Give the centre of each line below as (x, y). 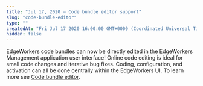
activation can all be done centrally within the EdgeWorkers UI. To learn (95, 70)
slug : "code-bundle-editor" (42, 17)
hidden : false (24, 34)
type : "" (17, 23)
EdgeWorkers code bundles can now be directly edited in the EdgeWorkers (100, 51)
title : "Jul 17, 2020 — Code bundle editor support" (74, 12)
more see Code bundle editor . (43, 77)
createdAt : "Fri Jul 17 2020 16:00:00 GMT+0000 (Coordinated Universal (98, 29)
